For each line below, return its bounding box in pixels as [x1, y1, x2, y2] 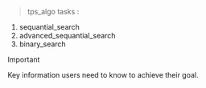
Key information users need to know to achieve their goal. [7, 70, 199, 79]
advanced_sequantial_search [19, 31, 116, 40]
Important [7, 55, 40, 64]
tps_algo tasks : [27, 7, 80, 16]
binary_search [19, 39, 66, 49]
